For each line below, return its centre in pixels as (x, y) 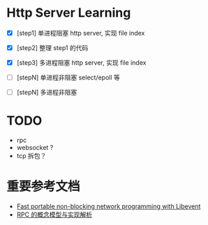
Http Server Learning (69, 13)
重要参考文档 (44, 187)
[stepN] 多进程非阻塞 (47, 93)
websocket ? (35, 148)
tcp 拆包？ (31, 156)
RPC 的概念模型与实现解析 (54, 215)
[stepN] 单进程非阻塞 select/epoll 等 (68, 77)
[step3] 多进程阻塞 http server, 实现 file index (81, 63)
